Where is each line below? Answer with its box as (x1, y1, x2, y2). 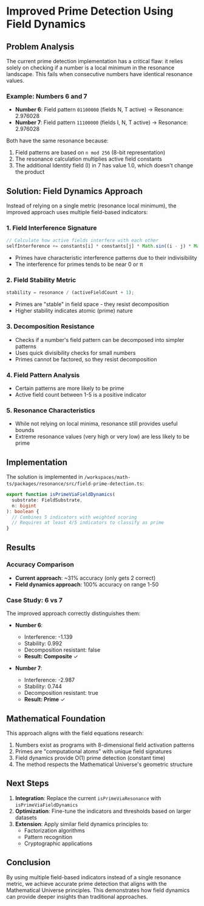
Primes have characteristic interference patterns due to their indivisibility (15, 254, 197, 262)
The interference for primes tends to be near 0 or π (15, 260, 143, 268)
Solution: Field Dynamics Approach (6, 186, 143, 196)
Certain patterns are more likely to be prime (15, 385, 124, 392)
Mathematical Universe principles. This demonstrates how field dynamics (6, 887, 190, 894)
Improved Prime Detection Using (6, 4, 174, 18)
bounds (15, 427, 35, 434)
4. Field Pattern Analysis (6, 371, 80, 379)
